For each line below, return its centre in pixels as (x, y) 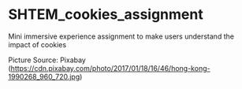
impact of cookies (37, 44)
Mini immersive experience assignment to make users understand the (121, 36)
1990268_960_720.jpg (44, 76)
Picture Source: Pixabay (47, 60)
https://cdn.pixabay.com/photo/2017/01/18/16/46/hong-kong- (110, 68)
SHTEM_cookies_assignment (106, 15)
